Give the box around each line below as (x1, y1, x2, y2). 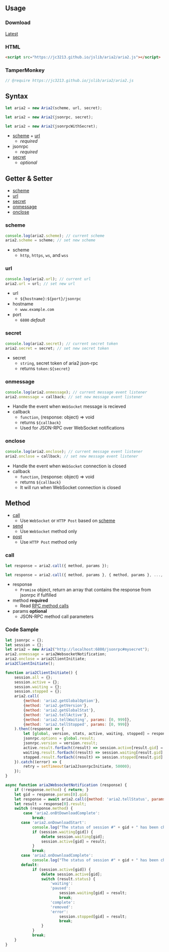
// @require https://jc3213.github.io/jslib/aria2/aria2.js (5, 78, 134, 83)
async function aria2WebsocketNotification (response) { (5, 782, 127, 788)
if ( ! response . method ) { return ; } (14, 787, 89, 792)
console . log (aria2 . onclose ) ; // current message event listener (5, 449, 143, 454)
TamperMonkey (5, 67, 45, 74)
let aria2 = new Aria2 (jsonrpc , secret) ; (5, 115, 94, 120)
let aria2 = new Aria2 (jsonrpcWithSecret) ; (5, 124, 98, 129)
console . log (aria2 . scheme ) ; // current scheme (5, 233, 105, 238)
